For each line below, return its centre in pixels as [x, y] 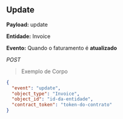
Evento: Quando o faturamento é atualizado [62, 48]
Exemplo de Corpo [45, 71]
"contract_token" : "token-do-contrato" [62, 105]
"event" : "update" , [36, 88]
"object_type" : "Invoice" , [46, 94]
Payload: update [27, 24]
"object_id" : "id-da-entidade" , [53, 99]
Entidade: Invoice [28, 36]
